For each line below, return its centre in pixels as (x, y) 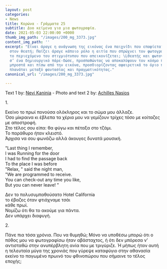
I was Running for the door (32, 153)
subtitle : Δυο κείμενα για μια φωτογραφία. (51, 28)
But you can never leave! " (32, 185)
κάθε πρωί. (17, 205)
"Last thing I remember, (29, 148)
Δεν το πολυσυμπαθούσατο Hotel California (50, 195)
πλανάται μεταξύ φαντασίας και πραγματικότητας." (62, 70)
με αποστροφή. (21, 123)
